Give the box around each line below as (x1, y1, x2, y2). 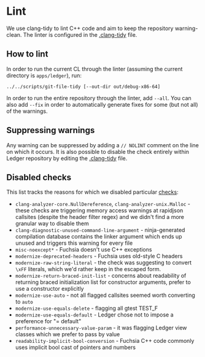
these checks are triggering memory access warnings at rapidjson (15, 207, 184, 214)
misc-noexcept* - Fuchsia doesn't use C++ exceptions (15, 246, 152, 253)
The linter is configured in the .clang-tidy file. (23, 31, 137, 38)
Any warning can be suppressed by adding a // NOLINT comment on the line (6, 141, 199, 148)
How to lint (6, 49, 48, 60)
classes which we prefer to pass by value (15, 331, 120, 338)
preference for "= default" (15, 318, 82, 325)
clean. (6, 31, 22, 38)
